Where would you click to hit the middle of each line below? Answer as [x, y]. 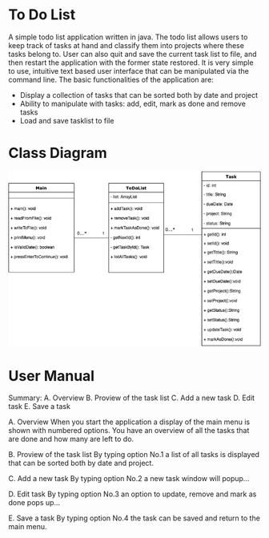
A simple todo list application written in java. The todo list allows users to [128, 37]
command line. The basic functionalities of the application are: [111, 79]
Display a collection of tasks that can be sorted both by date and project [139, 95]
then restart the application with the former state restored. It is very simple [131, 63]
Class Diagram [58, 153]
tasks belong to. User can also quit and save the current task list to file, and [133, 54]
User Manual [51, 376]
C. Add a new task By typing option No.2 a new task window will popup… [129, 479]
